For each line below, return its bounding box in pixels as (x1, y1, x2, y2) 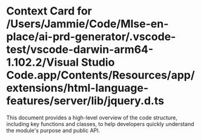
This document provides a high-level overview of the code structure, (6, 113, 177, 121)
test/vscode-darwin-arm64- (6, 43, 154, 57)
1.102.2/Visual (6, 56, 79, 69)
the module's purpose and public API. (6, 127, 100, 134)
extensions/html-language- (6, 81, 149, 95)
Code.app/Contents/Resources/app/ (6, 68, 195, 82)
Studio (81, 56, 115, 69)
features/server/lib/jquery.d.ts (6, 94, 165, 108)
